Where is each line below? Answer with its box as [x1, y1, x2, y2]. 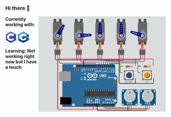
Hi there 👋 [5, 5, 31, 12]
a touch [5, 64, 22, 70]
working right [5, 53, 35, 60]
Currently [5, 16, 26, 22]
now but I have [5, 58, 37, 65]
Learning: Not [5, 48, 36, 54]
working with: [5, 21, 36, 27]
